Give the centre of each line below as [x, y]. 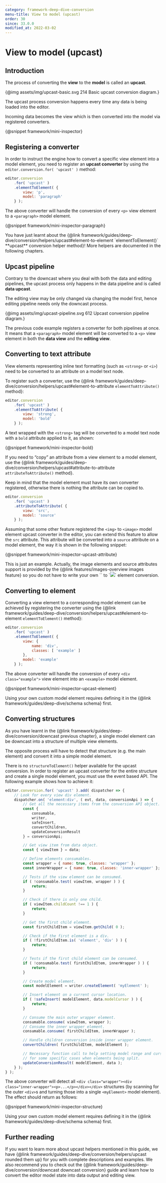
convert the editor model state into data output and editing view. [70, 1175]
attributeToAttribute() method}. [40, 473]
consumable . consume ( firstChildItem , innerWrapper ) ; [79, 1031]
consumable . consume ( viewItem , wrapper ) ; [67, 1022]
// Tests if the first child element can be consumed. [81, 959]
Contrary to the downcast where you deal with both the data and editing [79, 278]
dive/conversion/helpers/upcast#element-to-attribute [60, 386]
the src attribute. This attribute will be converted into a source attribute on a [82, 540]
